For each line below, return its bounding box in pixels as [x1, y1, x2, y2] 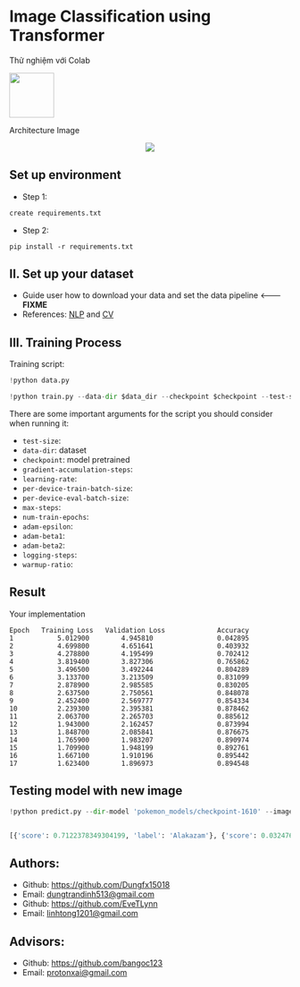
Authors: [9, 855, 60, 871]
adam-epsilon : [21, 521, 73, 532]
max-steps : [21, 502, 62, 512]
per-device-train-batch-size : [21, 483, 134, 493]
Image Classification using [9, 6, 212, 27]
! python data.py [9, 376, 70, 386]
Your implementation [9, 608, 86, 619]
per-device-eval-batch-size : [21, 492, 129, 503]
